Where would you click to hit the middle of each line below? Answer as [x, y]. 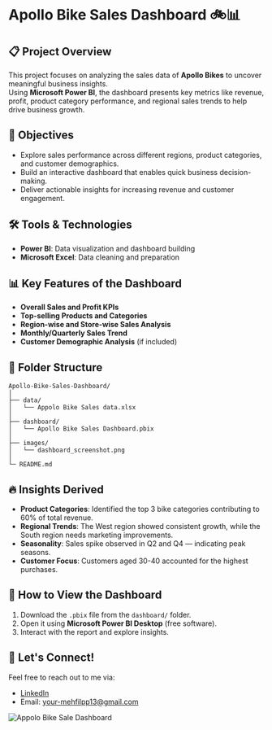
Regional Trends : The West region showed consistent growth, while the [140, 527]
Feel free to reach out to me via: [62, 677]
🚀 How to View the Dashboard [85, 595]
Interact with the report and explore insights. [94, 632]
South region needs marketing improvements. [97, 535]
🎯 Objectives [41, 136]
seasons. [35, 553]
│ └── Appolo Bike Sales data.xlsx [72, 408]
